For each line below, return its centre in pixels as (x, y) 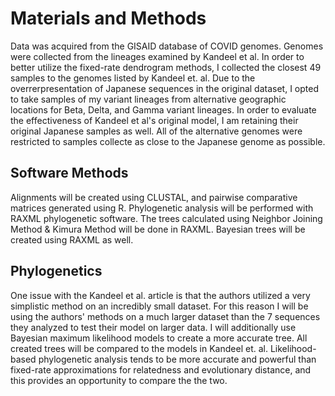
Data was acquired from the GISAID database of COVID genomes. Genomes (167, 46)
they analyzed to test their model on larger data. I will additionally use (153, 327)
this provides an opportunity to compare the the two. (119, 380)
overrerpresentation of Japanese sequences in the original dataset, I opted (164, 88)
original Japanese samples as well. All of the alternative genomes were (156, 131)
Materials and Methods (108, 18)
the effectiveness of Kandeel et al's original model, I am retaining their (154, 120)
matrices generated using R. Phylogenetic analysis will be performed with (162, 208)
